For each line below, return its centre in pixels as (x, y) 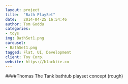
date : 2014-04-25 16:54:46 (36, 19)
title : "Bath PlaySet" (30, 15)
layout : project (22, 10)
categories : (18, 29)
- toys (12, 33)
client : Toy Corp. (25, 57)
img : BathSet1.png (25, 38)
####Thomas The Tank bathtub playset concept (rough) (64, 76)
